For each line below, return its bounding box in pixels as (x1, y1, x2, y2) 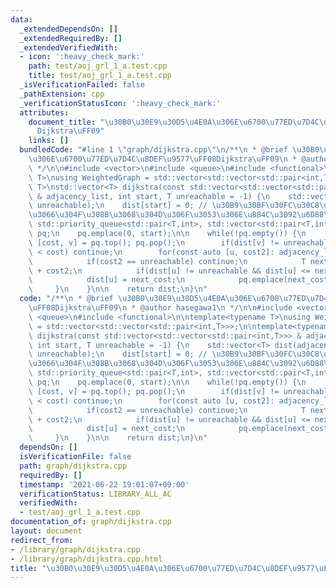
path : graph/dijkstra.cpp (19, 461, 128, 471)
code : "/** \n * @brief (19, 294, 114, 304)
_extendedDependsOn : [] (19, 24, 118, 34)
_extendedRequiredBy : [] (19, 33, 123, 43)
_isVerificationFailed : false (19, 80, 145, 90)
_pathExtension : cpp (19, 89, 105, 99)
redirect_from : (10, 535, 74, 545)
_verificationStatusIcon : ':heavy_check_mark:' (19, 98, 222, 108)
